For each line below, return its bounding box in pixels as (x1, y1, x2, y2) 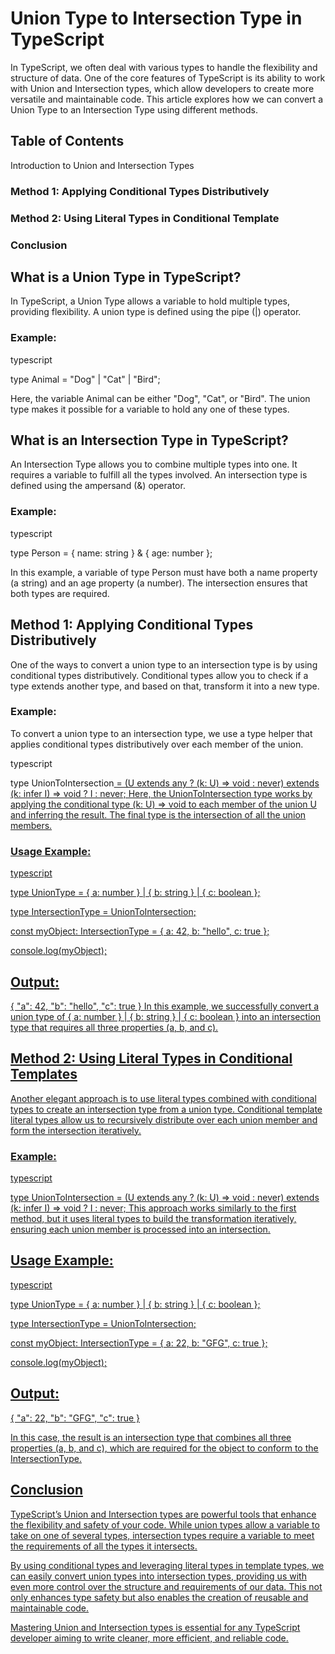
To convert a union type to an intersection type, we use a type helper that (10, 727, 313, 739)
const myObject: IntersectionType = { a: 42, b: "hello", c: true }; (10, 925, 270, 937)
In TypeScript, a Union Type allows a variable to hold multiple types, (10, 295, 290, 307)
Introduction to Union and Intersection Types (10, 159, 195, 171)
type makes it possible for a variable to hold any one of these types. (10, 403, 290, 415)
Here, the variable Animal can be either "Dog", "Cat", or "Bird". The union (10, 392, 311, 404)
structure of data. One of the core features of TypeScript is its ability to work (10, 72, 326, 84)
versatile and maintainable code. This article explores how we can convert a (10, 93, 323, 105)
